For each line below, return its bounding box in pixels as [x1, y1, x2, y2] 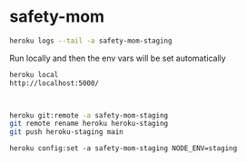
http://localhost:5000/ [9, 79, 100, 88]
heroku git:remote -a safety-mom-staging [9, 110, 169, 119]
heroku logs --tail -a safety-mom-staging [9, 36, 172, 45]
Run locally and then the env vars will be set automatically [9, 52, 227, 63]
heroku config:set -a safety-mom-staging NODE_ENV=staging [9, 144, 238, 153]
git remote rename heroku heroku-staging [9, 119, 169, 129]
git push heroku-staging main [9, 128, 124, 137]
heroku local [9, 70, 59, 79]
